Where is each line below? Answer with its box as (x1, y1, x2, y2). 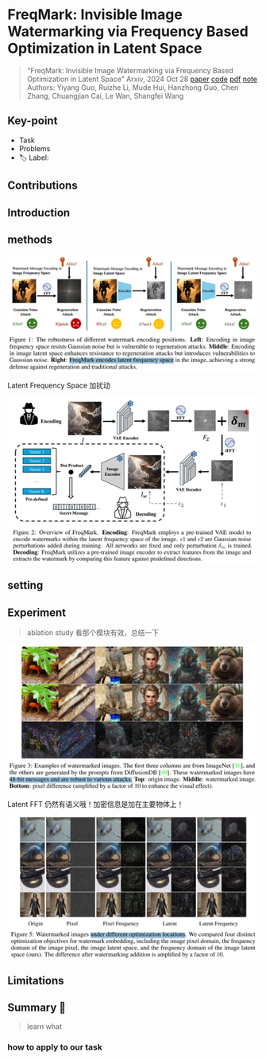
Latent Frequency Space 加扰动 (7, 380, 110, 390)
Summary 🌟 (7, 1001, 67, 1015)
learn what (26, 1022, 63, 1031)
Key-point (7, 114, 58, 128)
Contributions (7, 179, 78, 193)
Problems (18, 143, 51, 153)
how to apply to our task (7, 1042, 102, 1053)
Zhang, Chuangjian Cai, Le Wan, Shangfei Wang (26, 91, 184, 100)
